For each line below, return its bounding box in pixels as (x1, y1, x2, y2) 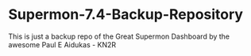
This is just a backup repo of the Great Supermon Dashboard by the (8, 32, 230, 41)
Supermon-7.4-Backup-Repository (8, 6, 244, 24)
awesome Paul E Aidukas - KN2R (8, 39, 117, 49)
